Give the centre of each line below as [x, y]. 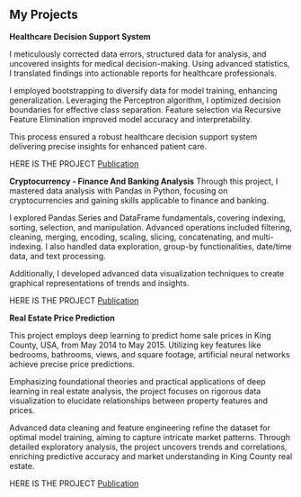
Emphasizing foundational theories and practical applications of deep [138, 381]
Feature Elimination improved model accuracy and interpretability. [131, 119]
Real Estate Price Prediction [62, 318]
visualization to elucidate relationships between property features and [138, 401]
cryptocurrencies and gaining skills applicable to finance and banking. [139, 200]
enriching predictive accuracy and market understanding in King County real [151, 456]
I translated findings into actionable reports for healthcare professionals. [143, 73]
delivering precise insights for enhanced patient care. [108, 146]
